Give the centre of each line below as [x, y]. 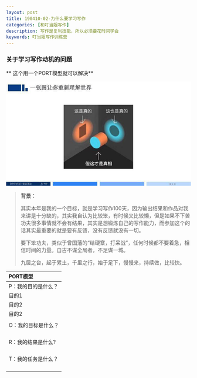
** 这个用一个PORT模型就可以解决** [50, 73]
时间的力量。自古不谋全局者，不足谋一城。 [77, 250]
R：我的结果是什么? [32, 342]
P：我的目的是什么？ [33, 286]
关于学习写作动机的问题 [39, 60]
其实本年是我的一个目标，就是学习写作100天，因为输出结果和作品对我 [104, 208]
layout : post [22, 12]
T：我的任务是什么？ [33, 359]
